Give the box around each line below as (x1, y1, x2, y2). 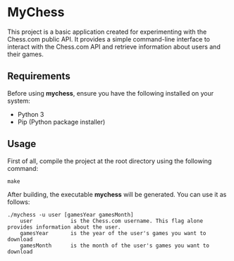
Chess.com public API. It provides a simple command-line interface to (7, 34, 210, 43)
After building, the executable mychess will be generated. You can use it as (7, 190, 227, 198)
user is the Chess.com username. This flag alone (20, 217, 203, 224)
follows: (7, 198, 30, 206)
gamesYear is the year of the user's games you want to (20, 229, 207, 236)
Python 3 (17, 110, 44, 118)
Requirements (7, 70, 70, 82)
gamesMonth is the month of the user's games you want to (20, 242, 210, 249)
